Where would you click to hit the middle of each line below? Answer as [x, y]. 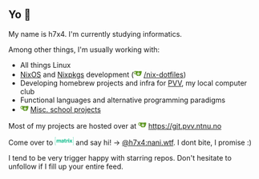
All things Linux [45, 65]
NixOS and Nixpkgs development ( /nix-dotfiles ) [103, 74]
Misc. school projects [66, 109]
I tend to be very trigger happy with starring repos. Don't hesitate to [120, 157]
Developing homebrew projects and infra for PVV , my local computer [133, 83]
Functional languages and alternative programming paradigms [123, 100]
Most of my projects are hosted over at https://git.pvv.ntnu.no [115, 125]
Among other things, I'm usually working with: [84, 50]
